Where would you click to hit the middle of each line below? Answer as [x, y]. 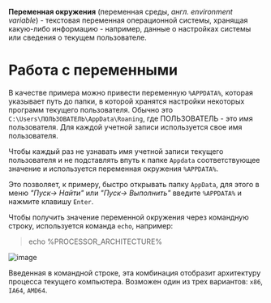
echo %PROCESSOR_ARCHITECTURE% [95, 241]
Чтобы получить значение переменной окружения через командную [129, 217]
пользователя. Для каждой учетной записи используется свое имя [125, 127]
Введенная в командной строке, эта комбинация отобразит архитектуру [135, 273]
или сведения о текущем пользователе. [78, 37]
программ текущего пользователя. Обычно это [90, 109]
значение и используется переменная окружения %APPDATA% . [114, 169]
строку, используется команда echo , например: [91, 225]
